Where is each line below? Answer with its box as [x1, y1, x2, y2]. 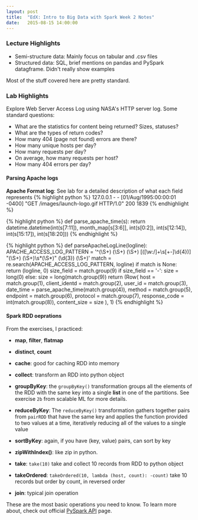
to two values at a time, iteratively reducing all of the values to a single [14, 419, 186, 427]
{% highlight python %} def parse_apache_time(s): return [6, 218, 146, 225]
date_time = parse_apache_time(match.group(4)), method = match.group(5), [6, 286, 193, 294]
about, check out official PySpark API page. [6, 508, 112, 515]
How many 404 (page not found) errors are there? [14, 135, 137, 142]
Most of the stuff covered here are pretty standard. [6, 76, 130, 84]
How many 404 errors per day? [14, 161, 92, 168]
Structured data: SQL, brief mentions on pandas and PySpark [14, 59, 164, 66]
